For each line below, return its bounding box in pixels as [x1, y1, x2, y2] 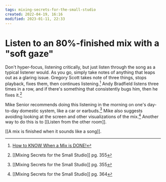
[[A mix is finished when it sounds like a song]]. [5, 128, 102, 134]
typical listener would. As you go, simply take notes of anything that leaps [5, 69, 156, 75]
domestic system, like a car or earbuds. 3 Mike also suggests [19, 107, 143, 114]
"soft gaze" [5, 48, 53, 59]
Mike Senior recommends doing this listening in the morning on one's [5, 101, 147, 107]
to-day [5, 108, 19, 114]
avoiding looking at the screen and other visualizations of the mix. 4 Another [5, 113, 159, 120]
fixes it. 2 [5, 91, 22, 98]
